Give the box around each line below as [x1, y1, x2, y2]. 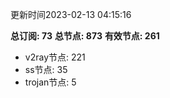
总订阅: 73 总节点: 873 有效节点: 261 [10, 30, 160, 42]
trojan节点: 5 [24, 76, 77, 88]
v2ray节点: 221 [24, 51, 86, 63]
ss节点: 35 [24, 64, 68, 75]
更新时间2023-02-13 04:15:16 [10, 9, 132, 20]
